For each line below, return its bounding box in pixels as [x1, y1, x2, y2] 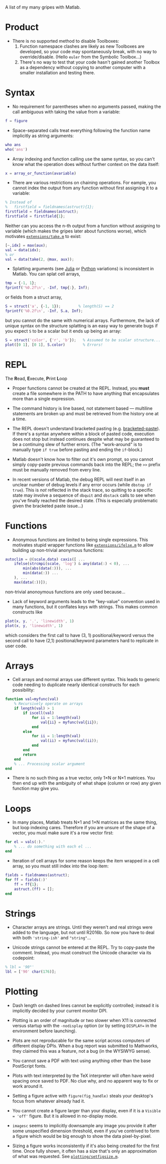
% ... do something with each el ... [14, 844, 92, 849]
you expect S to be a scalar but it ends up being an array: [5, 328, 121, 334]
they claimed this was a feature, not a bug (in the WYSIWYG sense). [12, 1048, 151, 1054]
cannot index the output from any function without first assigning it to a [12, 185, 158, 191]
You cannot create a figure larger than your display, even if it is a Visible [12, 1108, 161, 1113]
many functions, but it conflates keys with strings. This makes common [12, 604, 158, 610]
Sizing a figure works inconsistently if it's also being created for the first [12, 1143, 160, 1149]
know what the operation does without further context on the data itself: [12, 161, 160, 167]
